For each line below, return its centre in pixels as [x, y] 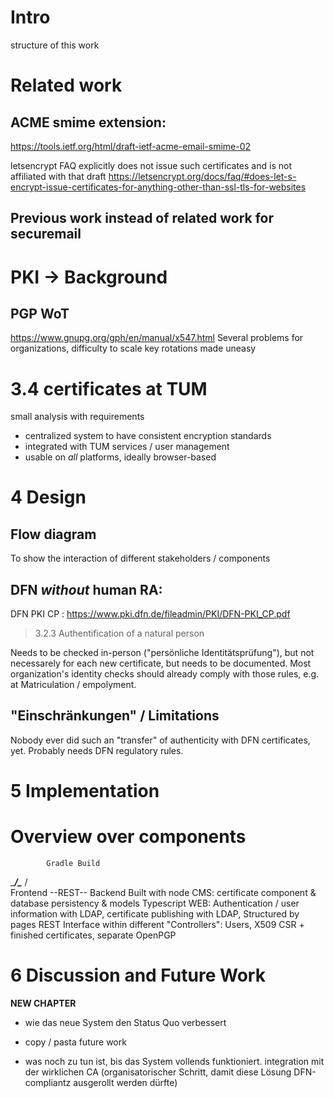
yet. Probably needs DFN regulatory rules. [97, 750]
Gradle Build [73, 864]
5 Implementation [85, 791]
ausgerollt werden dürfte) [125, 1082]
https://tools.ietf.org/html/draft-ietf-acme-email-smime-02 [131, 146]
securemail [46, 234]
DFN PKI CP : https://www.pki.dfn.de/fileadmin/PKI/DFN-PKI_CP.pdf [150, 614]
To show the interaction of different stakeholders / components [140, 558]
